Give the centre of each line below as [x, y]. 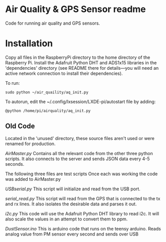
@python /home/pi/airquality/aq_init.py [48, 111]
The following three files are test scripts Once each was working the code [81, 174]
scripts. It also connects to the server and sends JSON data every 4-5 [77, 159]
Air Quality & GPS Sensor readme [76, 9]
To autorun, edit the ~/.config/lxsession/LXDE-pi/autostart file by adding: [80, 101]
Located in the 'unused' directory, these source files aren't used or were [80, 138]
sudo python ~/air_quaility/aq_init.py [47, 92]
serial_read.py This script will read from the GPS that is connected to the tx [83, 198]
